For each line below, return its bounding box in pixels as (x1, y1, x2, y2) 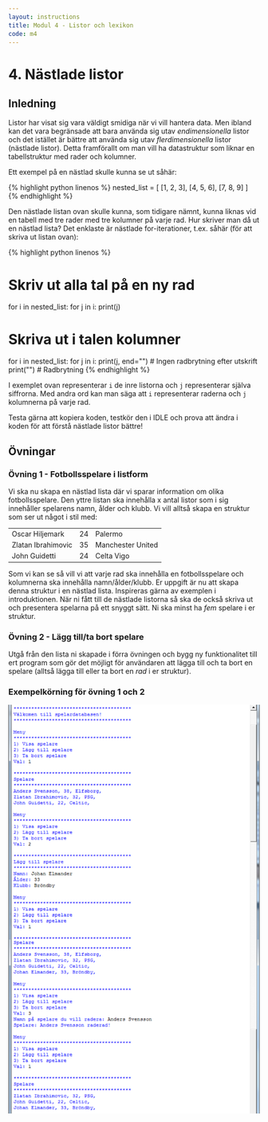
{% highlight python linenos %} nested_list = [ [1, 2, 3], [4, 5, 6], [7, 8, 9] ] (8, 183, 249, 192)
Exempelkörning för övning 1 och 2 (8, 686, 145, 697)
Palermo (95, 529, 124, 538)
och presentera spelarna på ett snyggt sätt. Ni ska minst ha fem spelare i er (8, 603, 255, 613)
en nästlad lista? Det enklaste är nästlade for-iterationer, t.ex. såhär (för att (8, 224, 253, 233)
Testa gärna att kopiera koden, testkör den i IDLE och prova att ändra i (8, 413, 238, 422)
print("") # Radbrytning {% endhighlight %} (8, 365, 150, 375)
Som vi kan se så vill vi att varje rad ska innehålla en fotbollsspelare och (8, 569, 244, 578)
